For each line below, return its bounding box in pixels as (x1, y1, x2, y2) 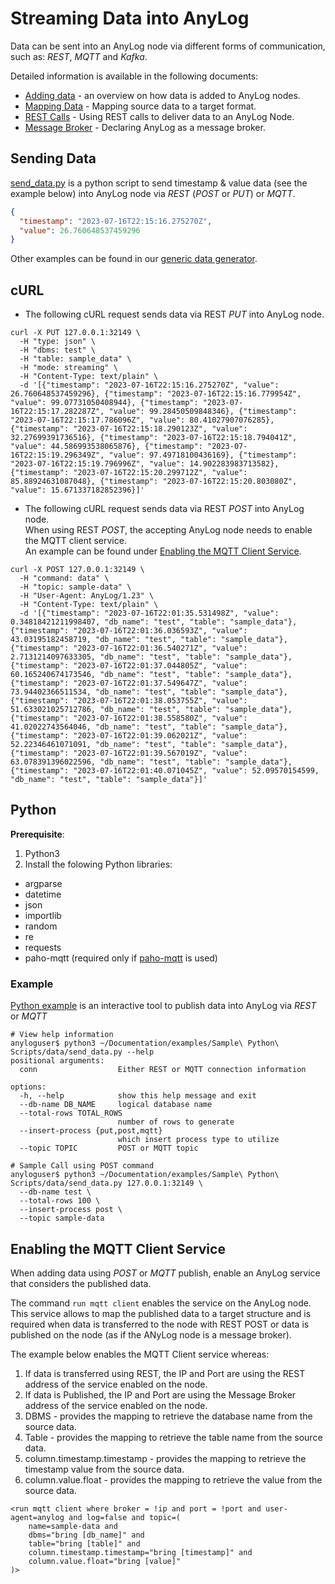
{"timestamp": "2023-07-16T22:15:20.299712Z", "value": (10, 468, 248, 478)
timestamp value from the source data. (24, 1463, 185, 1475)
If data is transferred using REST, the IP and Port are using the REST (24, 1367, 306, 1379)
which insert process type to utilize (117, 1135, 280, 1145)
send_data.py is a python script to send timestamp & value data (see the (10, 177, 308, 189)
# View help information (10, 1030, 114, 1040)
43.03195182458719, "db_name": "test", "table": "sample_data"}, (10, 635, 288, 645)
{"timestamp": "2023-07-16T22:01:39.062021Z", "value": (10, 731, 248, 741)
